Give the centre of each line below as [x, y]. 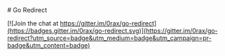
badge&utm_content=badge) [49, 45]
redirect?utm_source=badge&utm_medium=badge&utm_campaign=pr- [109, 38]
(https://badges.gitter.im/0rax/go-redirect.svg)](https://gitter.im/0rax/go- [113, 31]
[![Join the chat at [33, 23]
